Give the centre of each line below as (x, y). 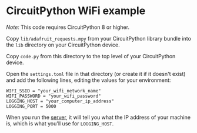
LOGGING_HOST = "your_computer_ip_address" (60, 101)
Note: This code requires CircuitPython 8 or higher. (68, 27)
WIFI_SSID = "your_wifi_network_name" (54, 91)
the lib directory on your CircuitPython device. (63, 45)
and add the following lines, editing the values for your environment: (89, 80)
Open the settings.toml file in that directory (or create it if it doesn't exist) (96, 74)
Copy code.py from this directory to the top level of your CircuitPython (91, 56)
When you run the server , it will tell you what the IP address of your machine (98, 117)
